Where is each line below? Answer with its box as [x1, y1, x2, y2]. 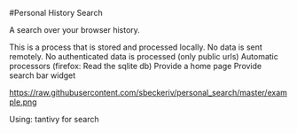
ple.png [9, 97, 37, 107]
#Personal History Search [9, 8, 104, 18]
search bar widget [9, 70, 76, 81]
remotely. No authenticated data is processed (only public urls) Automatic [9, 51, 279, 61]
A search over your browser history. [9, 25, 140, 35]
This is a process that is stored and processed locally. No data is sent [9, 42, 263, 52]
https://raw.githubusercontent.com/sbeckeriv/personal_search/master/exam [9, 88, 288, 98]
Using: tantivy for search [9, 114, 99, 124]
